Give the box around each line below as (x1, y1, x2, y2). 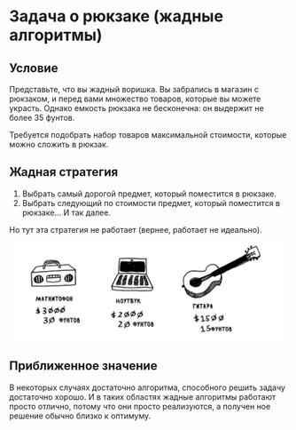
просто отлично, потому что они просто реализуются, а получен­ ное (9, 401, 271, 411)
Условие (9, 60, 58, 76)
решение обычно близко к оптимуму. (9, 410, 152, 421)
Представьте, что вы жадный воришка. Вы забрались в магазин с (9, 84, 260, 94)
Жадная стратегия (9, 164, 119, 179)
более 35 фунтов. (9, 113, 75, 123)
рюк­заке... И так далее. (21, 207, 111, 218)
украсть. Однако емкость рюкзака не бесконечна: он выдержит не (9, 103, 264, 113)
